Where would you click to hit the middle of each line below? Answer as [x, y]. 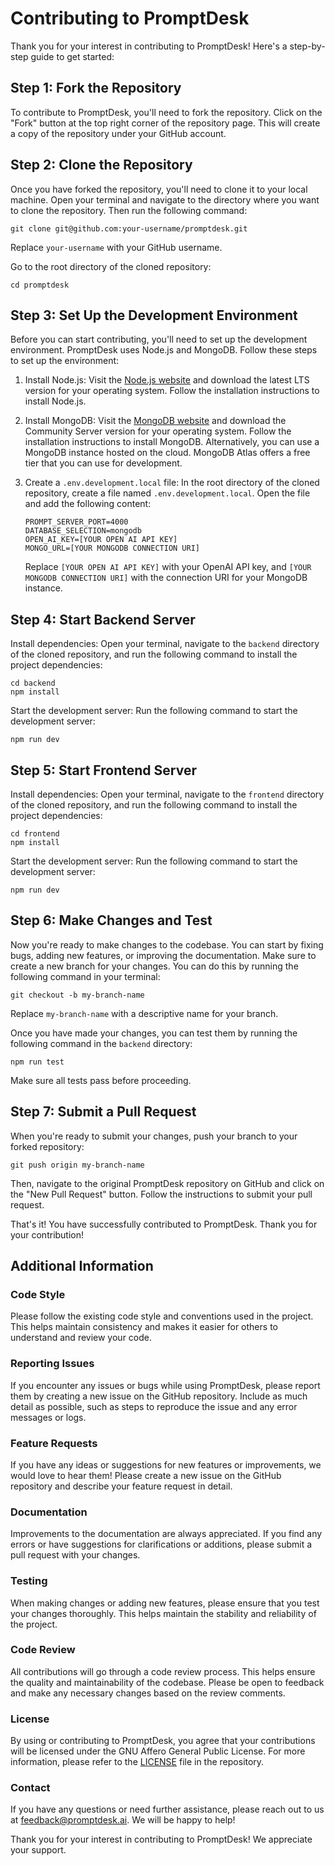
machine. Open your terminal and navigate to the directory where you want [165, 199]
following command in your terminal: [85, 976]
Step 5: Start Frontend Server [103, 770]
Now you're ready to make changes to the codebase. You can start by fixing [167, 944]
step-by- [307, 46]
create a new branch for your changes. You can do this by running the [154, 966]
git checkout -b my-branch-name [77, 995]
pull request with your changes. [75, 1555]
